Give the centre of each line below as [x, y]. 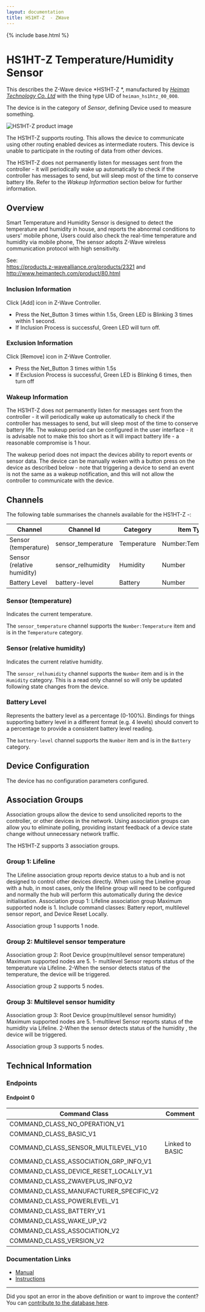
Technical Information [49, 1066]
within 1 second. [35, 321]
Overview [25, 208]
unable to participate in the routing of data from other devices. [85, 151]
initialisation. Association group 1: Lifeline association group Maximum [94, 901]
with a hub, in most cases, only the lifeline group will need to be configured [101, 888]
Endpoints [22, 1083]
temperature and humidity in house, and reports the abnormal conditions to [101, 229]
